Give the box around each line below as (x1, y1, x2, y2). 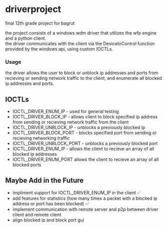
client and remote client (12, 211, 62, 217)
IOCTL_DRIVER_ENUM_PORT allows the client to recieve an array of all (12, 157, 159, 163)
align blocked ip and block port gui (12, 217, 84, 223)
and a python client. (5, 35, 47, 41)
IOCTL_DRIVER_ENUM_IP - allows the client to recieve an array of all (12, 146, 154, 152)
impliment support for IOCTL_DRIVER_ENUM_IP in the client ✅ (12, 189, 141, 195)
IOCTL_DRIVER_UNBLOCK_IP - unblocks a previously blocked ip (12, 125, 145, 131)
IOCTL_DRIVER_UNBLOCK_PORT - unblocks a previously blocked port (12, 141, 158, 147)
